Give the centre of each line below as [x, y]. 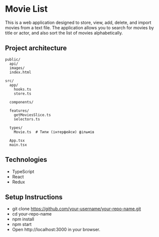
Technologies [26, 160]
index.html [20, 72]
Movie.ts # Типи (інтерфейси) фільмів [54, 132]
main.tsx [18, 145]
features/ [19, 111]
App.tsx [17, 140]
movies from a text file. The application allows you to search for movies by [79, 27]
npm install [23, 219]
